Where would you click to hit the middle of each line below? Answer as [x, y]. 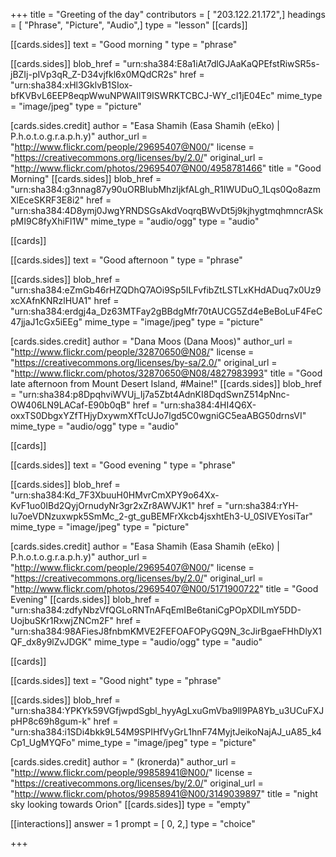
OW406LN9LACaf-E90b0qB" [70, 405]
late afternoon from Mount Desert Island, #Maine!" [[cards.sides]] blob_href [166, 383]
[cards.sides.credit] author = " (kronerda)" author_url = [123, 762]
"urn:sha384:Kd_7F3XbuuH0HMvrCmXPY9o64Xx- [115, 495]
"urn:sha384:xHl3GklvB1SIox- [71, 85]
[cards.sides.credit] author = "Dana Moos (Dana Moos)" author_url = [151, 341]
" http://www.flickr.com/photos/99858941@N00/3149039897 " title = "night [164, 793]
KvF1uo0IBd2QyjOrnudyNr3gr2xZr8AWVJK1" [103, 505]
